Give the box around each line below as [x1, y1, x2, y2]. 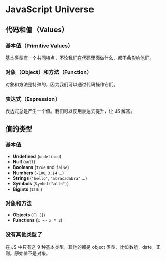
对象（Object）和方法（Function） [5, 68, 93, 76]
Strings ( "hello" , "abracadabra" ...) [12, 175, 87, 181]
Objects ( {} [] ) [12, 212, 45, 218]
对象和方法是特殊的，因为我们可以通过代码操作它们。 [5, 81, 118, 88]
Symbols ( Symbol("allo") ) [12, 181, 69, 187]
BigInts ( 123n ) [12, 186, 43, 192]
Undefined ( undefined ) [12, 153, 62, 160]
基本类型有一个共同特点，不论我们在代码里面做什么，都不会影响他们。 [5, 54, 154, 61]
